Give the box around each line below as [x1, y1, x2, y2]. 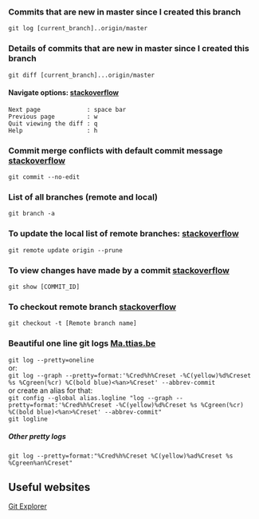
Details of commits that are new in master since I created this [8, 43, 249, 54]
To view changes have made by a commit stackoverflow [8, 264, 230, 275]
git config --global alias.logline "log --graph [8, 394, 173, 402]
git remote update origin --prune [8, 246, 124, 254]
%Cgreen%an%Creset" [8, 458, 73, 467]
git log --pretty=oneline [8, 356, 94, 364]
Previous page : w [8, 113, 98, 121]
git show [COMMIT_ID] [8, 283, 80, 291]
